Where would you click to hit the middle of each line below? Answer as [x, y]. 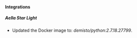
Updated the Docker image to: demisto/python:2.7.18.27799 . [72, 30]
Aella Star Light [21, 18]
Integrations [18, 7]
